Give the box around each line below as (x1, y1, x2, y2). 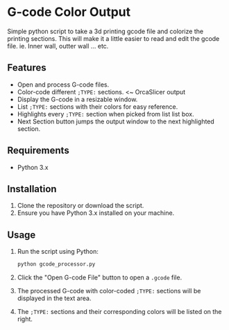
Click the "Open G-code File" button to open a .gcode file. (17, 273, 183, 281)
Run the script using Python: (17, 247, 99, 256)
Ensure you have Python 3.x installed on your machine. (17, 209, 175, 217)
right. (17, 315, 33, 323)
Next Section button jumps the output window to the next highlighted (17, 117, 215, 125)
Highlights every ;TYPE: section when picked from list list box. (17, 110, 194, 118)
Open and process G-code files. (17, 80, 110, 89)
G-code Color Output (7, 4, 130, 20)
